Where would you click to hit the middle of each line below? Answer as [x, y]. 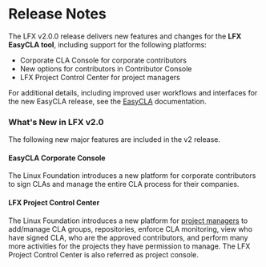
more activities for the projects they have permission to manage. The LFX [129, 246]
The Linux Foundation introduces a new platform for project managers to [128, 220]
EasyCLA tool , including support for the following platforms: [107, 44]
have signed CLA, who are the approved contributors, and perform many [128, 237]
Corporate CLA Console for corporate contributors [103, 60]
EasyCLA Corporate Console [57, 158]
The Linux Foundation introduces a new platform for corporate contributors [132, 176]
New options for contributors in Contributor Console [106, 68]
